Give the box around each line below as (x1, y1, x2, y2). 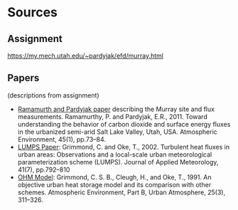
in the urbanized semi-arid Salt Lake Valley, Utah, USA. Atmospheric (17, 127, 218, 136)
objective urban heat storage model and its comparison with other (17, 180, 212, 189)
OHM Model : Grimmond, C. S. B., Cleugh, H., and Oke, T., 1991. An (17, 172, 212, 182)
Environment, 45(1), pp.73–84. (17, 135, 107, 143)
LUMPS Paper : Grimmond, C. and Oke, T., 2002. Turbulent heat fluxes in (17, 142, 229, 151)
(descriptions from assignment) (7, 90, 99, 100)
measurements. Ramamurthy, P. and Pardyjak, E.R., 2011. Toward (17, 112, 207, 121)
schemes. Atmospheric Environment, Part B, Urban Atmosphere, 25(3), (17, 188, 226, 196)
